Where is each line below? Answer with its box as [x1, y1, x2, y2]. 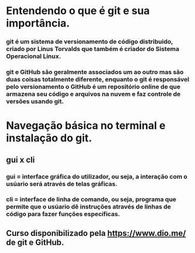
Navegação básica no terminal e [6, 119, 166, 133]
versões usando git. [6, 97, 64, 106]
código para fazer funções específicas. [6, 210, 120, 218]
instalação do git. [6, 131, 93, 145]
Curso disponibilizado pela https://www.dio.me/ [6, 228, 186, 238]
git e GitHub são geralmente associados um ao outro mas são [6, 68, 184, 76]
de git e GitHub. [6, 237, 64, 247]
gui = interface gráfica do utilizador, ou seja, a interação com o [6, 172, 187, 180]
